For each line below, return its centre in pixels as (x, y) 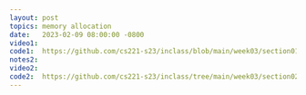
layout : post (34, 18)
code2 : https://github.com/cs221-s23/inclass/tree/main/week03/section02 (154, 77)
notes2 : (24, 60)
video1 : (24, 43)
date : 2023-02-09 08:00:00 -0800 (77, 34)
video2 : (24, 69)
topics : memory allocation (61, 26)
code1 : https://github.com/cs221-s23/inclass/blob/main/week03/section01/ (156, 52)
